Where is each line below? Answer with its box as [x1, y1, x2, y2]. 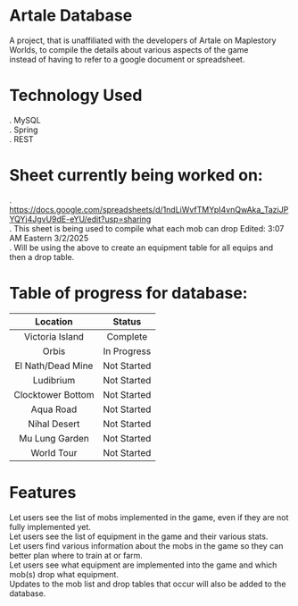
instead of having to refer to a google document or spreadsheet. [9, 54, 245, 64]
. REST [9, 133, 34, 144]
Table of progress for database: [9, 283, 248, 303]
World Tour [30, 446, 78, 459]
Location [35, 315, 73, 327]
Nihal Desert [28, 417, 80, 430]
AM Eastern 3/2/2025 [9, 232, 89, 243]
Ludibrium [32, 374, 76, 386]
